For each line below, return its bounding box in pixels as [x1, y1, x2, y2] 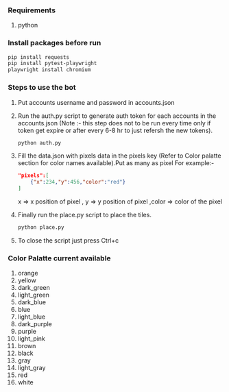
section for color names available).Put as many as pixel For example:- [17, 159, 215, 167]
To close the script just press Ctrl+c [17, 236, 119, 245]
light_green [17, 291, 50, 299]
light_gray [17, 364, 46, 372]
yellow [17, 276, 36, 284]
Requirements [8, 5, 56, 15]
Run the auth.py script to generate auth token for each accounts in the [17, 112, 217, 120]
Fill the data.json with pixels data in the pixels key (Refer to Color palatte [17, 151, 221, 160]
